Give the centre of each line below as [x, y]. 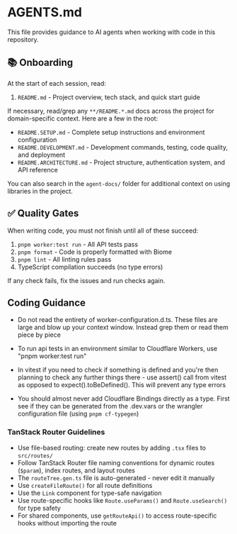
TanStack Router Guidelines [56, 432]
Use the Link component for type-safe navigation [89, 493]
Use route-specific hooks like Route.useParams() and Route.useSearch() [122, 500]
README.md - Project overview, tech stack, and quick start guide [109, 97]
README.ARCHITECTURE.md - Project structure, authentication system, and [121, 162]
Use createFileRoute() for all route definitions [85, 485]
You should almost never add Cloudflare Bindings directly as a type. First [123, 399]
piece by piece [39, 335]
